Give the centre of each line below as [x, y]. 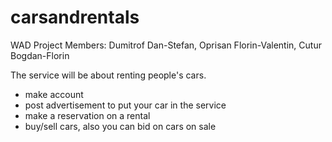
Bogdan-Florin [40, 55]
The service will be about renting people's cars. [108, 75]
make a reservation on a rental [87, 115]
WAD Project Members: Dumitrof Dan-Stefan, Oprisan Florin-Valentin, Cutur [166, 45]
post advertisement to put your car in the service [125, 105]
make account [54, 94]
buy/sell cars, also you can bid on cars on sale [120, 126]
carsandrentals [75, 17]
